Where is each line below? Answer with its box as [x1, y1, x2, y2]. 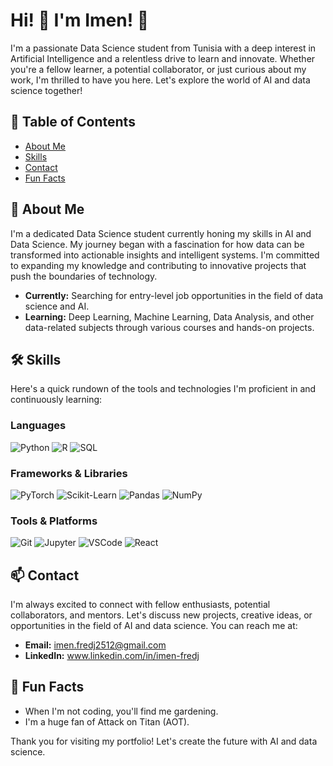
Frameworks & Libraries [10, 466, 128, 480]
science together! [10, 84, 83, 96]
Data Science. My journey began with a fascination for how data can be [10, 238, 305, 250]
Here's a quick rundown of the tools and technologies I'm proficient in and [10, 383, 317, 395]
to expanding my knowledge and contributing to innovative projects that [10, 259, 307, 271]
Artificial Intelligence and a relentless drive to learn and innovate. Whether [10, 52, 316, 64]
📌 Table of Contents [10, 114, 136, 131]
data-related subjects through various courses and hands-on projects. [24, 321, 315, 333]
